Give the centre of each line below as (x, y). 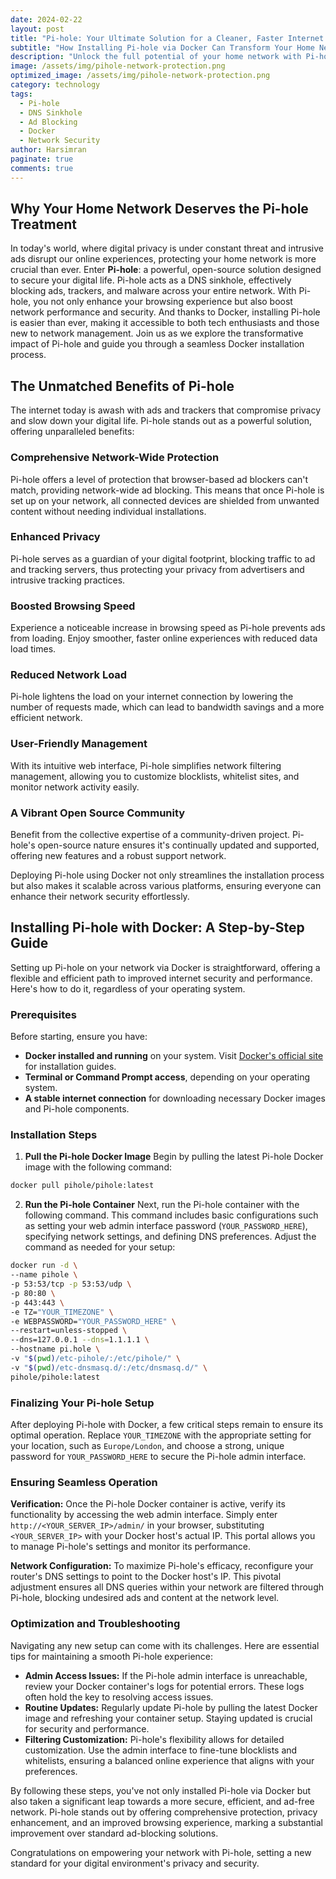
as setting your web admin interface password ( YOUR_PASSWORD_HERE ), (166, 1226)
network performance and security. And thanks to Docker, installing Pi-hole (165, 312)
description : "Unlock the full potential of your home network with (156, 57)
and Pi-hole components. (77, 1109)
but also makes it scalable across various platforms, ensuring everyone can (166, 886)
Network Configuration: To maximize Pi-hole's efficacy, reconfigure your (162, 1566)
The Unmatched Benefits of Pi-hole (122, 386)
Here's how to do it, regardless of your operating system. (128, 988)
